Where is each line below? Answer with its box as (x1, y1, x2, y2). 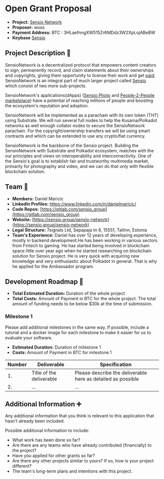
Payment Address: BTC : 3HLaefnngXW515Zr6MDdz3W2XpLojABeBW (12, 29, 155, 35)
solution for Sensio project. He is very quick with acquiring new (12, 253, 140, 259)
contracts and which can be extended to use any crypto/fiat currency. (5, 133, 146, 139)
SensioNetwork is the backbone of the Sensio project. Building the (5, 143, 139, 148)
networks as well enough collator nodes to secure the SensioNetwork (5, 122, 145, 128)
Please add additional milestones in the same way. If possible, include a (5, 324, 149, 330)
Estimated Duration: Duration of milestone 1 (12, 344, 101, 350)
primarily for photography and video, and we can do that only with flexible (5, 163, 154, 169)
